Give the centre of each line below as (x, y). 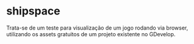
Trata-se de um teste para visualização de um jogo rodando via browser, (97, 28)
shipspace (33, 11)
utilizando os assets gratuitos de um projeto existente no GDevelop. (91, 34)
